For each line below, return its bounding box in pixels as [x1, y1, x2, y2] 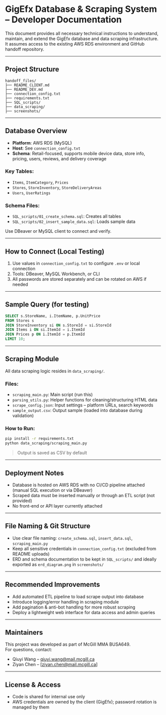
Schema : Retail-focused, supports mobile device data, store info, [12, 150, 145, 156]
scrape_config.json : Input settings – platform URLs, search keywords [12, 402, 154, 408]
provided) [12, 498, 33, 504]
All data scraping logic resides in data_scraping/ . [5, 368, 105, 374]
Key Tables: [5, 168, 34, 175]
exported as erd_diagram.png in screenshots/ [12, 561, 104, 567]
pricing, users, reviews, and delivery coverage [12, 155, 107, 161]
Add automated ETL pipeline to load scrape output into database [12, 593, 144, 600]
